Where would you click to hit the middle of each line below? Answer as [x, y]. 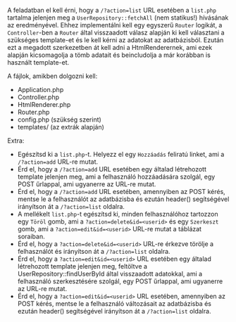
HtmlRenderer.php [44, 104]
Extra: [16, 141]
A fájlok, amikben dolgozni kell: [52, 76]
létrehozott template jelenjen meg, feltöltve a [82, 266]
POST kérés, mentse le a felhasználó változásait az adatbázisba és [114, 304]
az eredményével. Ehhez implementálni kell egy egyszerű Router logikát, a [115, 25]
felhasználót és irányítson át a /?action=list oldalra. [94, 251]
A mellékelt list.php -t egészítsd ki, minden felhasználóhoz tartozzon [118, 214]
